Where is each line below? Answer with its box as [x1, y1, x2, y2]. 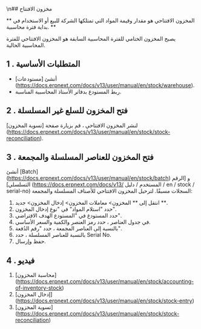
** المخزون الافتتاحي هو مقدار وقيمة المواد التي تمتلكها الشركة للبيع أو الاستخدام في [6, 17, 195, 24]
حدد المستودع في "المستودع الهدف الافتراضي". [15, 212, 122, 219]
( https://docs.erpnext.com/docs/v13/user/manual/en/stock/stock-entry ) [15, 297, 195, 305]
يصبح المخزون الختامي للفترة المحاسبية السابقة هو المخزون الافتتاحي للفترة [6, 35, 176, 42]
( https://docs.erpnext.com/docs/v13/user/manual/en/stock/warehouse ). [15, 81, 195, 88]
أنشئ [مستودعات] [15, 75, 58, 82]
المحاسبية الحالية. [6, 42, 45, 48]
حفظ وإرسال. [15, 238, 47, 245]
